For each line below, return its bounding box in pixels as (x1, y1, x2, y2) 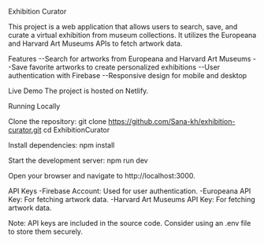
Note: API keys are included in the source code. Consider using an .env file (8, 219, 251, 227)
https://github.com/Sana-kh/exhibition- (108, 117, 236, 126)
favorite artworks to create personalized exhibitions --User (28, 62, 221, 72)
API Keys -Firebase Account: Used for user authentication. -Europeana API (8, 186, 251, 196)
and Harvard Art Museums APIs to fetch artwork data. (8, 39, 183, 48)
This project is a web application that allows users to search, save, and (8, 22, 238, 31)
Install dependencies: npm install (8, 141, 115, 149)
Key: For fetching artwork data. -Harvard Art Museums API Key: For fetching (8, 195, 255, 204)
